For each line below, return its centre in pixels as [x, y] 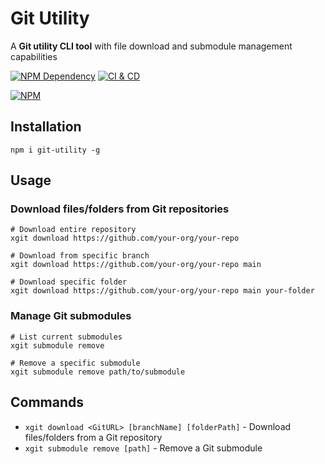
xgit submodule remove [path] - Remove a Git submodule [143, 448]
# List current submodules [66, 337]
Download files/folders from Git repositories [120, 209]
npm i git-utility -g [55, 150]
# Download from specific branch [80, 256]
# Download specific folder [69, 282]
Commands [47, 402]
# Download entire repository [73, 230]
